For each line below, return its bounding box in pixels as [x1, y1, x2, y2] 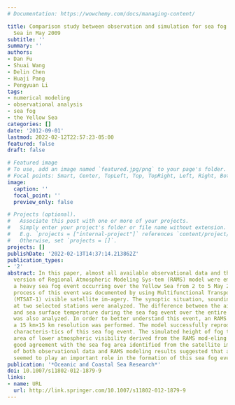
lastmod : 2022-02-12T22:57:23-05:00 [7, 134, 114, 141]
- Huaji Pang [7, 75, 45, 82]
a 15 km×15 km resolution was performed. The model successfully [13, 322, 208, 329]
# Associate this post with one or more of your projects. [7, 218, 190, 225]
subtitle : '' [7, 36, 45, 43]
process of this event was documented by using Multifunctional [13, 289, 205, 296]
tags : [7, 88, 23, 95]
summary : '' [7, 43, 42, 50]
